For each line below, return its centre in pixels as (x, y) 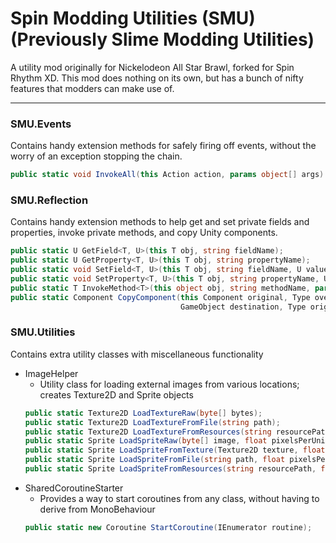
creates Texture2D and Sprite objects (116, 394)
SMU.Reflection (49, 200)
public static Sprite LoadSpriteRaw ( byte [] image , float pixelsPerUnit (177, 441)
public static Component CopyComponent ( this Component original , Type (160, 297)
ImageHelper (51, 373)
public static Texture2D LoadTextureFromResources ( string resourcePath (177, 432)
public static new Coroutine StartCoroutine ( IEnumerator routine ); (168, 527)
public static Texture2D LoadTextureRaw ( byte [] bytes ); (143, 413)
